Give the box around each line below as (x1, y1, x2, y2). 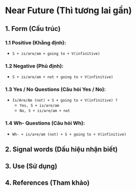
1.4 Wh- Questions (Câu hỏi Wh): (5, 120, 85, 127)
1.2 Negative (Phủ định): (5, 62, 64, 69)
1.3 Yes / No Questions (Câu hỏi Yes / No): (5, 86, 106, 93)
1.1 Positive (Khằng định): (5, 39, 66, 46)
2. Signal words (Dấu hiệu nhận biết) (5, 145, 118, 154)
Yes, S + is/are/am (19, 103, 60, 108)
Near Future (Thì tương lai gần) (5, 5, 132, 16)
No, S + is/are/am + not (19, 109, 70, 113)
